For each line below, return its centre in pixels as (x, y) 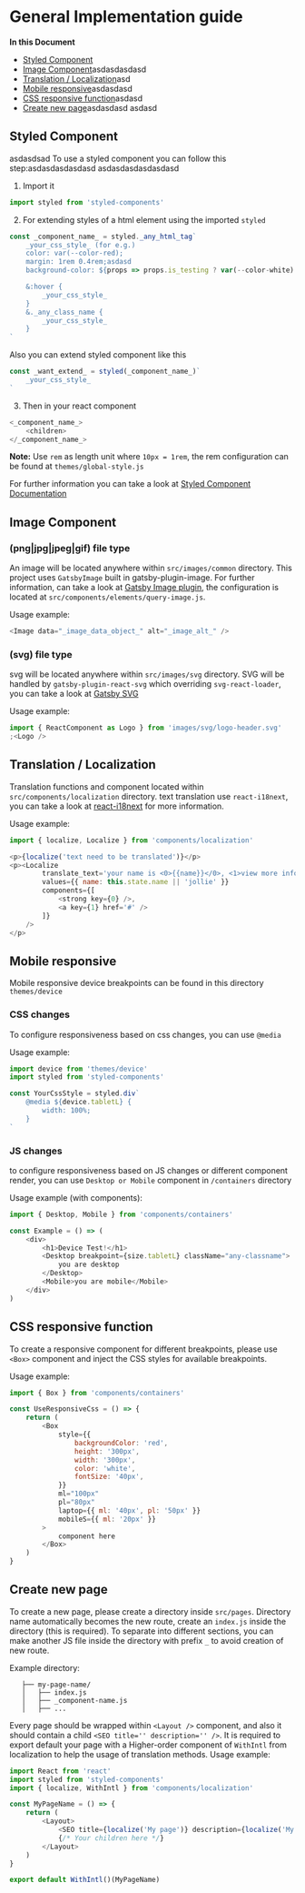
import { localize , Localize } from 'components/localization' (132, 840)
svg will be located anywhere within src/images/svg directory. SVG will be (147, 674)
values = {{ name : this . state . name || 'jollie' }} (136, 882)
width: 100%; (67, 1111)
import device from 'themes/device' (79, 1069)
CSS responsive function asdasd (83, 98)
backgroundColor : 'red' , (121, 1443)
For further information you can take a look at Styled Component (130, 484)
